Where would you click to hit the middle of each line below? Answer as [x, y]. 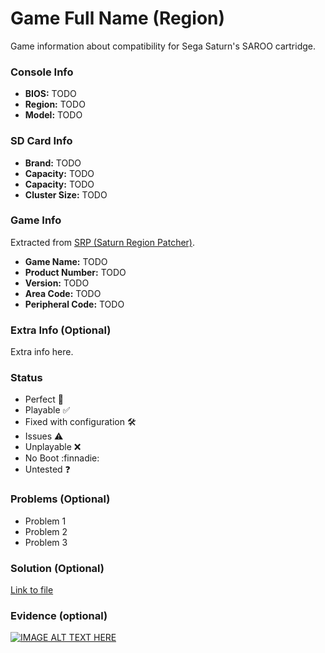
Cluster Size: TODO [66, 194]
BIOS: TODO [50, 94]
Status [26, 378]
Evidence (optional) [59, 615]
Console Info [42, 72]
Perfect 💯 [44, 399]
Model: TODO [53, 115]
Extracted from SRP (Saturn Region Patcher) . [103, 242]
